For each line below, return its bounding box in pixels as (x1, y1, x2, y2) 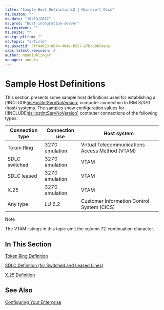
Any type (7, 201, 28, 208)
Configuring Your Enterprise (5, 299, 61, 305)
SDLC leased (7, 172, 38, 179)
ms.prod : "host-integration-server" (5, 21, 80, 26)
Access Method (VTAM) (81, 147, 136, 154)
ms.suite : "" (5, 30, 32, 35)
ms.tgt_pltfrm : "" (5, 35, 42, 40)
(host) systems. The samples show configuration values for (5, 105, 124, 111)
